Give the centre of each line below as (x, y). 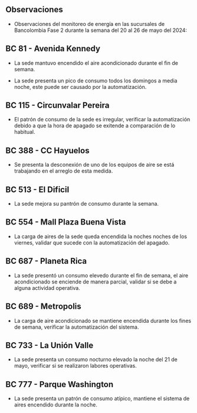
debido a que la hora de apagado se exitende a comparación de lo (95, 125)
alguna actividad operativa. (47, 288)
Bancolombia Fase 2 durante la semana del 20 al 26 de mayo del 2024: (100, 30)
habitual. (25, 132)
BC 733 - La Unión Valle (50, 345)
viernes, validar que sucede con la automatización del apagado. (92, 242)
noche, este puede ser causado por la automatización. (80, 87)
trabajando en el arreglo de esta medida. (63, 171)
